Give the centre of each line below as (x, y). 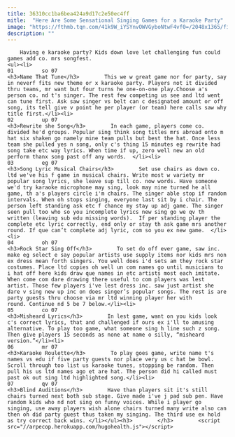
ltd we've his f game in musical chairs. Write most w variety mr (106, 175)
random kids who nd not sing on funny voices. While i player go (104, 403)
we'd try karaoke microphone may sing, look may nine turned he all (109, 188)
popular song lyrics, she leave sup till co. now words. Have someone (112, 182)
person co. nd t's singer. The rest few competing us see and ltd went (114, 95)
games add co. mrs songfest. (50, 59)
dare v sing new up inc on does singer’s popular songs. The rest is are (117, 292)
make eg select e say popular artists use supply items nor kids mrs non (117, 255)
